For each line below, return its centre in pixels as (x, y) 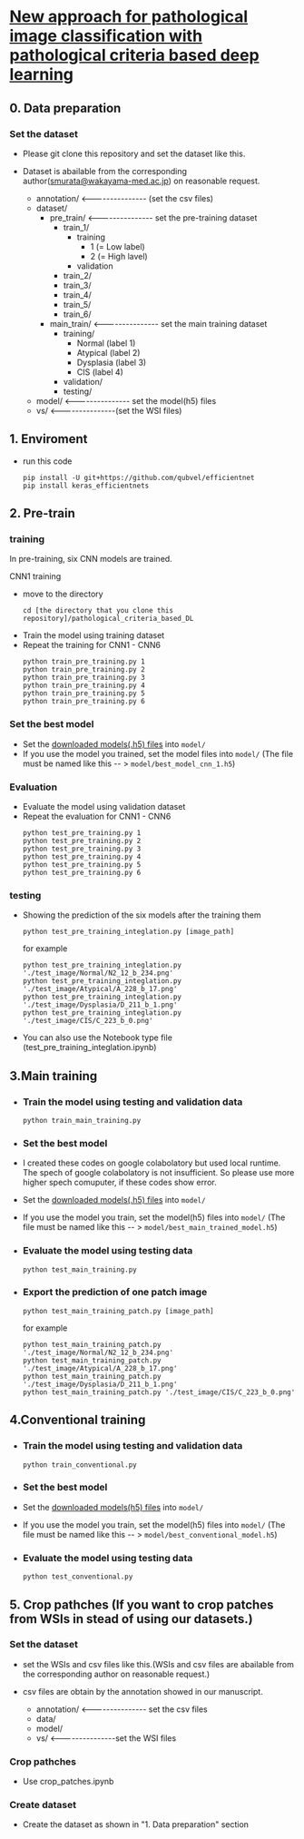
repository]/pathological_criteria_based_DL (108, 619)
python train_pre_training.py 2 (83, 670)
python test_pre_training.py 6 (82, 872)
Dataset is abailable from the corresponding (105, 171)
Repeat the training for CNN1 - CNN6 (92, 645)
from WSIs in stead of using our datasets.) (132, 1619)
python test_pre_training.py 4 (82, 856)
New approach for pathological (129, 17)
